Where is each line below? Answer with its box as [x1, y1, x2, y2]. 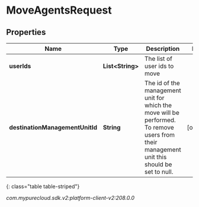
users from [144, 131, 175, 139]
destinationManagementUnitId [9, 124, 98, 131]
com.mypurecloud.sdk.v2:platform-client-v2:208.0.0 [6, 195, 135, 201]
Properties [6, 27, 46, 37]
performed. [144, 116, 176, 124]
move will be [144, 109, 179, 117]
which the [144, 101, 172, 109]
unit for [144, 94, 165, 102]
